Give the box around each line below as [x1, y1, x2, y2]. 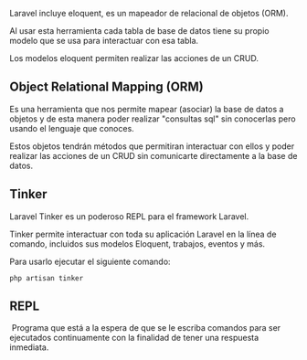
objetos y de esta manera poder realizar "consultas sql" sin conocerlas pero [9, 113, 296, 124]
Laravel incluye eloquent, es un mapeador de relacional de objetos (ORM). [9, 8, 289, 18]
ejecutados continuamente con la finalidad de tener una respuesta [9, 333, 259, 344]
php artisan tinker [9, 273, 84, 282]
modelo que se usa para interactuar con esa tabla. [9, 36, 199, 46]
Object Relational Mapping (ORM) [9, 79, 204, 95]
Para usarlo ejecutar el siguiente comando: [9, 256, 171, 267]
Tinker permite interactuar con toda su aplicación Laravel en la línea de [9, 228, 277, 239]
